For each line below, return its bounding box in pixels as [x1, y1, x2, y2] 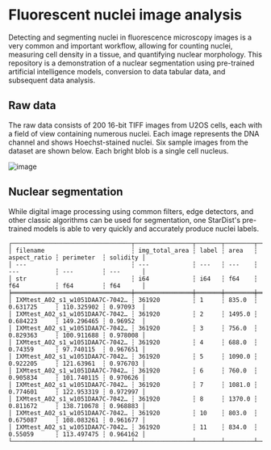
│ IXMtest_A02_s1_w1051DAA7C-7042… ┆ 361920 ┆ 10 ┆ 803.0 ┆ [8, 409, 258, 417]
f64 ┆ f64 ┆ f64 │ [8, 281, 147, 290]
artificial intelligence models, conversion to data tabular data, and [8, 66, 226, 76]
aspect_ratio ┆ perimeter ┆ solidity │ [8, 253, 147, 262]
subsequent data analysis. [8, 75, 95, 85]
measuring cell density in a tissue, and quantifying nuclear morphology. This [8, 49, 262, 59]
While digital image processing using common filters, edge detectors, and [8, 206, 254, 216]
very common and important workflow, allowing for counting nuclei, [8, 40, 233, 50]
